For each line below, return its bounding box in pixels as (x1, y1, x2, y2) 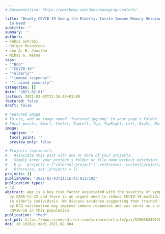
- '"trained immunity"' (5, 80, 54, 85)
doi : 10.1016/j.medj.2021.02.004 (5, 222, 74, 227)
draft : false (5, 103, 32, 108)
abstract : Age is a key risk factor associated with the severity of (5, 190, 151, 195)
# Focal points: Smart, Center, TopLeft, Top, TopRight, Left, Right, (5, 121, 153, 126)
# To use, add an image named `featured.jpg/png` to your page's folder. (5, 117, 160, 122)
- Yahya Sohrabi (5, 39, 38, 44)
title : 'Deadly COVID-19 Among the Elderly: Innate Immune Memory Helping (5, 16, 162, 21)
